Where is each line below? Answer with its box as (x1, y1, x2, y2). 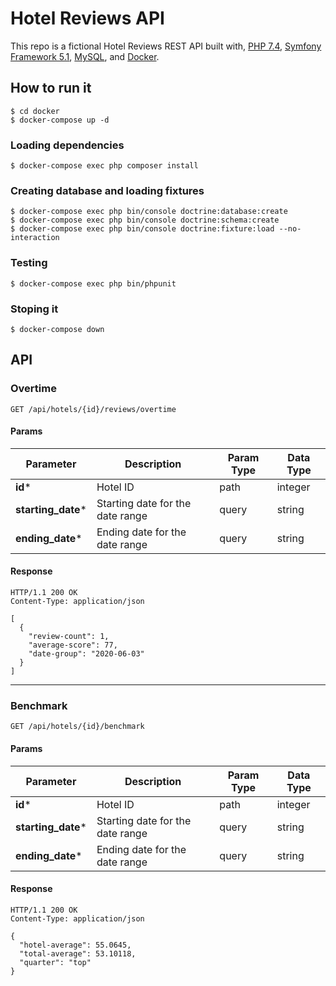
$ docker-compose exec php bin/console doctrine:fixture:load (10, 224, 275, 234)
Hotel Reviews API (10, 7, 165, 30)
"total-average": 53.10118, (19, 948, 137, 959)
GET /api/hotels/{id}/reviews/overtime (10, 404, 177, 414)
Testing (10, 256, 48, 270)
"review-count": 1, (28, 632, 110, 642)
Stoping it (10, 302, 59, 316)
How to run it (10, 80, 92, 97)
